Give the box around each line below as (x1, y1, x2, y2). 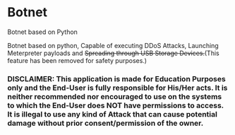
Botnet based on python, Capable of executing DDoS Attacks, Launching (7, 41, 219, 49)
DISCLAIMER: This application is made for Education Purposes (7, 74, 226, 83)
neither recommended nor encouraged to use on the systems (7, 91, 222, 101)
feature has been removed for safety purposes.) (7, 56, 147, 64)
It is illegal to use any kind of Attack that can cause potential (7, 109, 217, 119)
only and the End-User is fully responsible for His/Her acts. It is (7, 83, 228, 93)
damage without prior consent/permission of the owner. (7, 118, 204, 128)
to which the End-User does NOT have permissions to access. (7, 100, 224, 110)
